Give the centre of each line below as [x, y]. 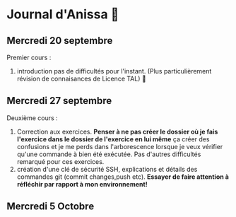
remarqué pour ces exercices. [60, 161]
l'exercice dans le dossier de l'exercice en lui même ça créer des [113, 139]
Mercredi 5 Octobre [51, 207]
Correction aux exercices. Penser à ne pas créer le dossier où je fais [117, 131]
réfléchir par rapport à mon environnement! [82, 184]
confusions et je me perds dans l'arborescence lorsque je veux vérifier [120, 146]
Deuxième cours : [32, 118]
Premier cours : [29, 57]
